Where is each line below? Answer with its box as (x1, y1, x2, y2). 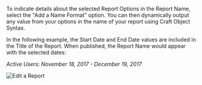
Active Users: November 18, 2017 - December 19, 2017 (6, 60, 142, 68)
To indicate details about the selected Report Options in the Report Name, (6, 5, 191, 12)
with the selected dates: (6, 49, 67, 56)
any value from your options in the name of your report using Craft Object (6, 18, 190, 25)
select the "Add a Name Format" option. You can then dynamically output (6, 11, 189, 19)
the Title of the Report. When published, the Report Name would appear (6, 42, 186, 49)
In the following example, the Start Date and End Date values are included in (6, 36, 196, 43)
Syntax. (6, 24, 25, 31)
